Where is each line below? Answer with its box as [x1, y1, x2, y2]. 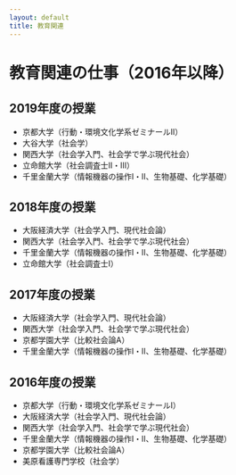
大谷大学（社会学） [21, 137, 94, 148]
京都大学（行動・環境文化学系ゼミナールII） [21, 126, 183, 137]
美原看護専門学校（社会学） [21, 455, 125, 466]
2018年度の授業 [9, 199, 96, 214]
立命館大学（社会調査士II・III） [21, 160, 135, 171]
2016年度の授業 [9, 374, 96, 389]
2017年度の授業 [9, 287, 95, 302]
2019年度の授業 [9, 101, 96, 116]
